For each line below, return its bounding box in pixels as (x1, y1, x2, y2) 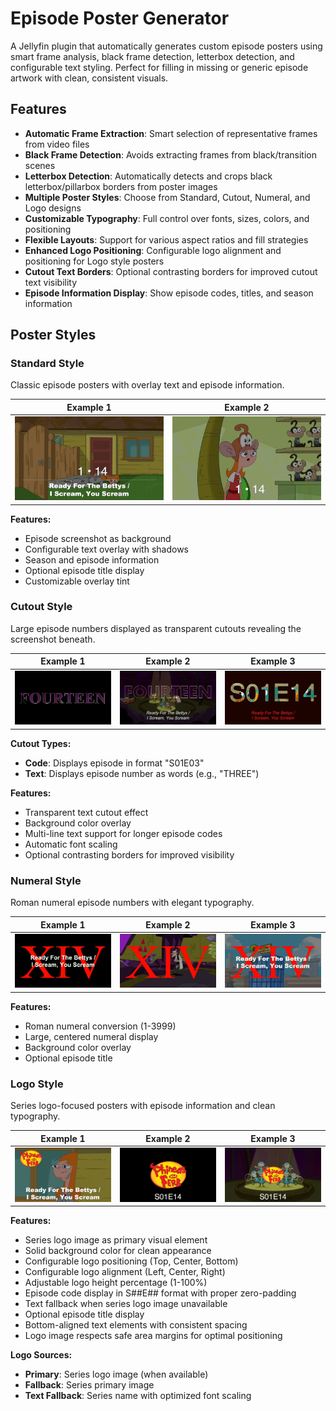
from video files (24, 138, 90, 150)
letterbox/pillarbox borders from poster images (24, 180, 218, 192)
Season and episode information (24, 553, 160, 566)
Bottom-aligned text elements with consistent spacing (24, 1319, 248, 1331)
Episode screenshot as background (24, 532, 172, 544)
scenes (24, 159, 56, 171)
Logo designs (24, 202, 82, 214)
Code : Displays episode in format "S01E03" (24, 757, 205, 769)
